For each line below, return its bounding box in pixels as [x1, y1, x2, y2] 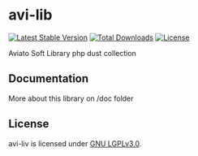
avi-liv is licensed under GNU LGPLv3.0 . [8, 138, 142, 148]
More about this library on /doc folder [8, 93, 134, 103]
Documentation [8, 71, 89, 86]
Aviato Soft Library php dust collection [8, 48, 136, 58]
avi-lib [8, 6, 53, 24]
